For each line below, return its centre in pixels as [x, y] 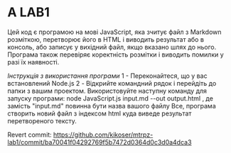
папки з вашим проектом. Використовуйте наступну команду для [107, 91]
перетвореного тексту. [42, 120]
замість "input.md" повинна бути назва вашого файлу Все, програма [112, 106]
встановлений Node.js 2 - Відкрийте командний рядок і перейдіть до [112, 83]
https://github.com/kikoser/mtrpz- [103, 135]
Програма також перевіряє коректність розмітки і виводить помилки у [116, 55]
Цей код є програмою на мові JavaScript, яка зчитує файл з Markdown [114, 32]
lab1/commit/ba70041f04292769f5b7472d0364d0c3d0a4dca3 [100, 142]
